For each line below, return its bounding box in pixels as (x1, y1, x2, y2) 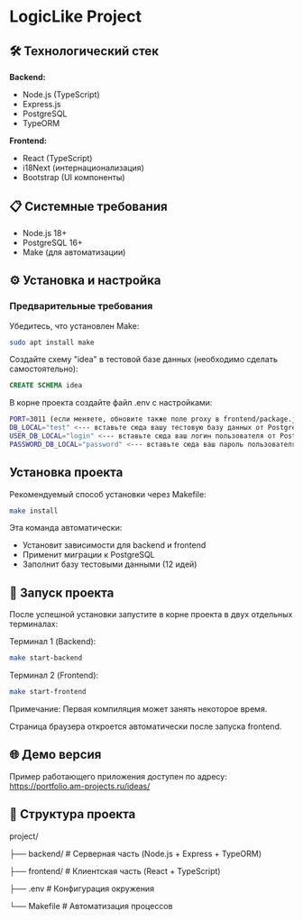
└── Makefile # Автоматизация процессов (9, 900, 173, 911)
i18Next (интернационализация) (22, 162, 144, 173)
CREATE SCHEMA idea (9, 381, 83, 390)
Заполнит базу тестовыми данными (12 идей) (22, 559, 197, 569)
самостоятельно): (9, 363, 78, 375)
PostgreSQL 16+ (22, 237, 83, 248)
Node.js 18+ (22, 227, 68, 238)
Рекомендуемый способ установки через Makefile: (9, 488, 207, 499)
